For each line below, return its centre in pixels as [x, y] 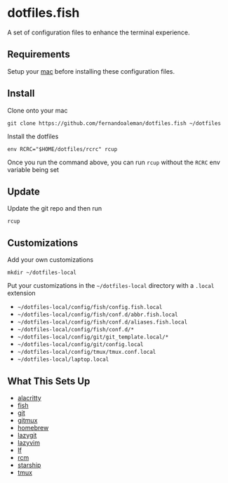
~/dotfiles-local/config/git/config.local [80, 345]
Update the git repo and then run [55, 209]
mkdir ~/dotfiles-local [42, 273]
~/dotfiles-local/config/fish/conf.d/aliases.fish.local [102, 322]
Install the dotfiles [33, 136]
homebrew [33, 428]
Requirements [39, 54]
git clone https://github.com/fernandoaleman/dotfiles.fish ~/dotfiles [114, 123]
